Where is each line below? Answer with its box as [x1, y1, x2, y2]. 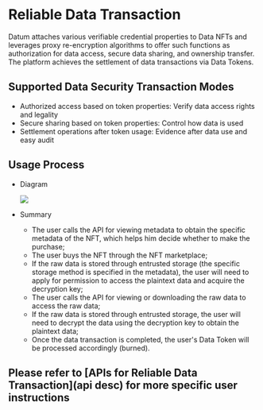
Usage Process [8, 158, 85, 172]
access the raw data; [31, 300, 101, 311]
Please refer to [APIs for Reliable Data [8, 366, 198, 379]
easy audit [19, 135, 54, 145]
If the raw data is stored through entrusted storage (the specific [31, 258, 241, 268]
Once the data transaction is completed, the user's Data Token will [31, 335, 249, 344]
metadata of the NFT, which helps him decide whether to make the [31, 233, 250, 243]
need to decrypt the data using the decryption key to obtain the [31, 318, 240, 327]
